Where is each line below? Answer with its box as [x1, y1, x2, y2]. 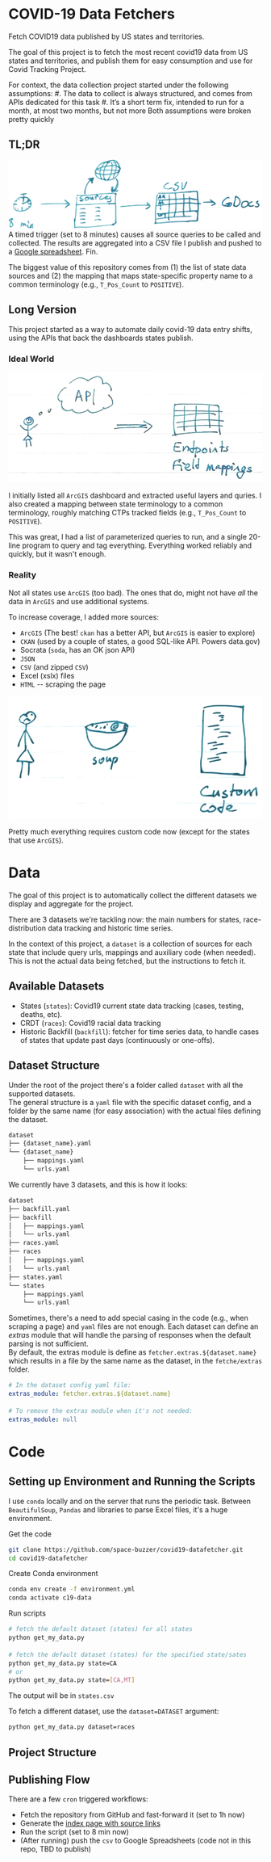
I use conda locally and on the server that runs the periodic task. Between [8, 1496, 252, 1506]
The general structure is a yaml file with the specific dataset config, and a [8, 1097, 252, 1107]
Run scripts [8, 1608, 47, 1618]
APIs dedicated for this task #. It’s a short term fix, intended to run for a [8, 97, 244, 107]
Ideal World [8, 353, 55, 364]
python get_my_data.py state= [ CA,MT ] [8, 1676, 135, 1684]
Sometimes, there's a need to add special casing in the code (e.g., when [8, 1313, 248, 1323]
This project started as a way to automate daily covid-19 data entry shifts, [8, 324, 252, 334]
